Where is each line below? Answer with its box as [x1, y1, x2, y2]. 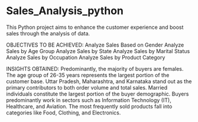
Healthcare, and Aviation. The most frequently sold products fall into [6, 103, 173, 110]
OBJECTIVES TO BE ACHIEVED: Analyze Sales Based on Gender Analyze [6, 41, 184, 48]
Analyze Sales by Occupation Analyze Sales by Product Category [6, 54, 165, 61]
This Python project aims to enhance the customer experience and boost [6, 24, 184, 31]
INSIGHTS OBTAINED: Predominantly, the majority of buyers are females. [6, 65, 184, 72]
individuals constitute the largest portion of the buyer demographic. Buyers [6, 90, 189, 97]
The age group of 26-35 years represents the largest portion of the [6, 71, 170, 78]
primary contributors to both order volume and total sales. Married [6, 84, 168, 91]
